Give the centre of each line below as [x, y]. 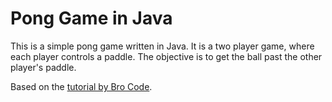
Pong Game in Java [91, 18]
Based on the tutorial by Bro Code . [81, 86]
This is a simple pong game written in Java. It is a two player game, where [162, 46]
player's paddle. [43, 67]
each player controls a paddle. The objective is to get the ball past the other [166, 56]
